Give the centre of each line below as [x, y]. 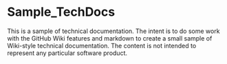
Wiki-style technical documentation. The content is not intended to [102, 45]
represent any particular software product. [67, 53]
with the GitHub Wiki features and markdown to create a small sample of [110, 38]
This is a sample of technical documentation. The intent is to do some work [113, 31]
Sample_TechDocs [61, 12]
